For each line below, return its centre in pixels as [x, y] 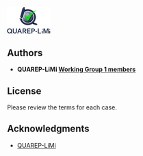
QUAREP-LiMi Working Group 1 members [76, 69]
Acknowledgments [49, 129]
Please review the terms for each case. [62, 107]
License [24, 91]
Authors [25, 53]
